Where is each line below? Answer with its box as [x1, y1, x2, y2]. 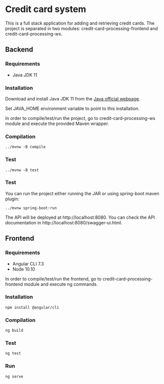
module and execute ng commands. [24, 281, 98, 287]
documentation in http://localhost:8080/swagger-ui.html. [5, 219, 122, 225]
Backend [5, 45, 33, 54]
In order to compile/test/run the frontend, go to [5, 276, 101, 282]
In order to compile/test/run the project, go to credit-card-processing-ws [5, 115, 155, 121]
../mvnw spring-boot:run [5, 205, 57, 210]
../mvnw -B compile [5, 145, 46, 150]
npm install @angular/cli [5, 305, 59, 310]
